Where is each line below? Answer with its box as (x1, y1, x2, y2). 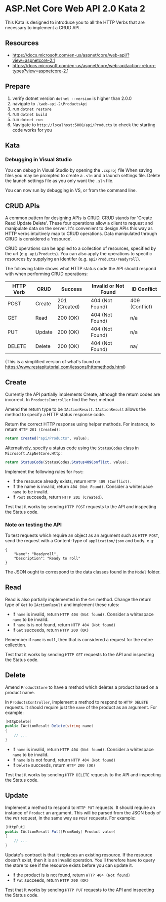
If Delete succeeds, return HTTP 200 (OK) (12, 762, 96, 768)
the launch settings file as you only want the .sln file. (5, 178, 114, 184)
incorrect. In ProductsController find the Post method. (5, 396, 116, 402)
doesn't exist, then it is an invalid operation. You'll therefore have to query (5, 857, 155, 863)
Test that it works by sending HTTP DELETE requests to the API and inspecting (5, 771, 161, 777)
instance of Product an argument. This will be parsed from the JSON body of (5, 809, 161, 815)
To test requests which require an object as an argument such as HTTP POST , (5, 532, 160, 538)
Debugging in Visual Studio (5, 156, 72, 163)
